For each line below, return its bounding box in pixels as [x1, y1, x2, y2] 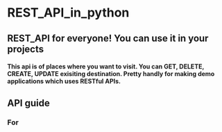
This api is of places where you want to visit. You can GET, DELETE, [7, 62, 205, 70]
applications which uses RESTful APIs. [7, 77, 121, 86]
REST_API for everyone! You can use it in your [7, 32, 209, 44]
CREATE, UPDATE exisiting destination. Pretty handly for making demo [7, 70, 215, 78]
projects [7, 43, 44, 55]
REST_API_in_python [7, 5, 130, 21]
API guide [7, 97, 50, 109]
